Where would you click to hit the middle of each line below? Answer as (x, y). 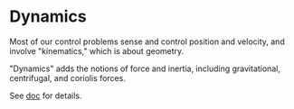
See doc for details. (46, 95)
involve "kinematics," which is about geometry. (97, 50)
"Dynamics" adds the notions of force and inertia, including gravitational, (145, 68)
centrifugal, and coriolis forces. (68, 77)
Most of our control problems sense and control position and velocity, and (147, 41)
